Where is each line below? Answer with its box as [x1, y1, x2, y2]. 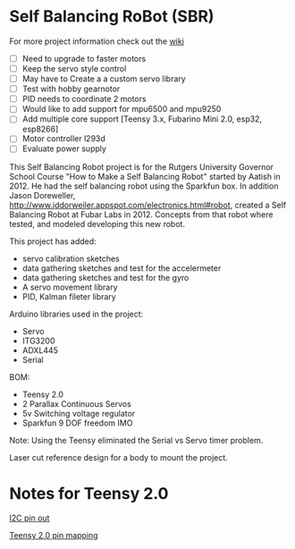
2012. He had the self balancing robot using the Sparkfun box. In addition [9, 181, 279, 191]
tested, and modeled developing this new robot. [9, 218, 186, 229]
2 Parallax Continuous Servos [21, 398, 131, 409]
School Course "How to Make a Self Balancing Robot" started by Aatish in [9, 171, 282, 182]
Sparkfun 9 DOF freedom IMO [21, 418, 133, 428]
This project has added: [9, 235, 97, 247]
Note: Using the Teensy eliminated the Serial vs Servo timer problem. [9, 435, 264, 445]
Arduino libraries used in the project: [9, 308, 144, 319]
